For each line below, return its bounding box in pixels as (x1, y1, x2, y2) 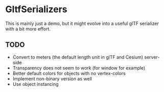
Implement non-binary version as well (12, 75, 92, 82)
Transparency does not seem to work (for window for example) (12, 65, 146, 71)
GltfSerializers (5, 4, 68, 15)
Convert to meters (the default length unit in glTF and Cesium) (12, 54, 144, 60)
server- (144, 54, 160, 60)
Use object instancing (12, 81, 59, 87)
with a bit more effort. (5, 25, 51, 32)
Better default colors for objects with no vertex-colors (12, 70, 126, 76)
